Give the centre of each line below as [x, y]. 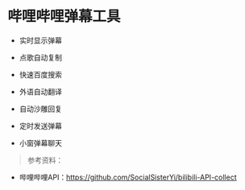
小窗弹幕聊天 [40, 142]
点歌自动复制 [40, 57]
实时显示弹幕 [40, 40]
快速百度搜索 [40, 74]
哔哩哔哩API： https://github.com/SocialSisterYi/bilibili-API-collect [128, 177]
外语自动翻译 [40, 91]
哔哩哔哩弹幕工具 [64, 17]
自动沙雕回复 [40, 109]
